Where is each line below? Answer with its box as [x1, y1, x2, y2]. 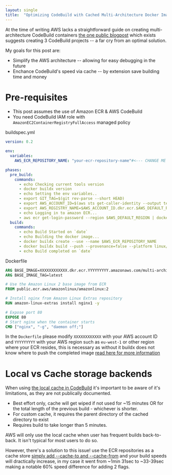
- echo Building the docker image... [18, 234, 100, 239]
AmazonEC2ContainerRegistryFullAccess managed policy [12, 119, 131, 126]
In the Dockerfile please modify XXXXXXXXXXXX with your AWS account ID [5, 333, 158, 339]
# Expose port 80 [5, 310, 42, 315]
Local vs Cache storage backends [5, 368, 153, 379]
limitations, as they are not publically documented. [5, 390, 112, 396]
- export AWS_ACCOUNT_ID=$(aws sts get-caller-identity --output [18, 201, 161, 206]
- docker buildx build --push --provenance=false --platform [18, 243, 153, 249]
